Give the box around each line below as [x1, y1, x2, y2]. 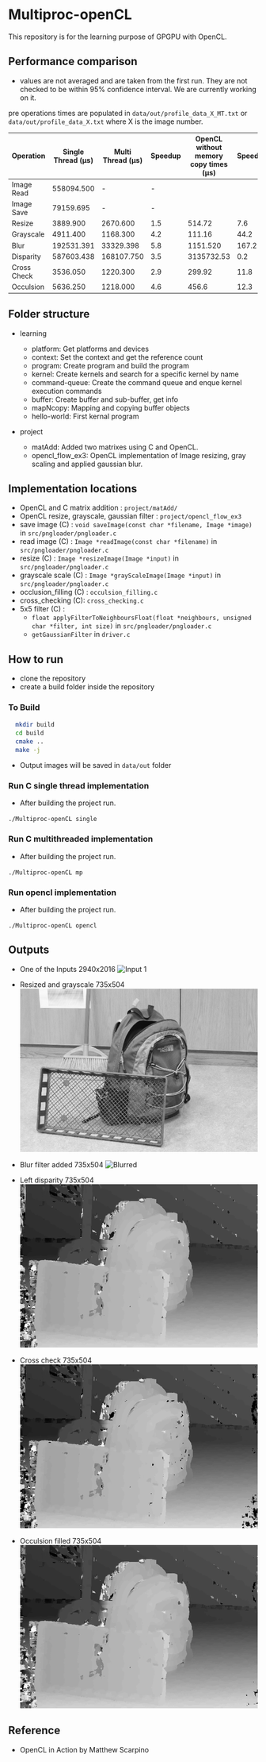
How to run [8, 653, 64, 666]
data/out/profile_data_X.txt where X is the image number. [8, 117, 203, 126]
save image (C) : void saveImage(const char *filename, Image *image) [19, 520, 253, 530]
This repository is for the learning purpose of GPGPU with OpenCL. [8, 32, 227, 41]
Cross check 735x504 [19, 1355, 93, 1365]
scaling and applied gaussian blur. [31, 459, 143, 468]
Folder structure [8, 307, 90, 321]
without [196, 143, 222, 152]
